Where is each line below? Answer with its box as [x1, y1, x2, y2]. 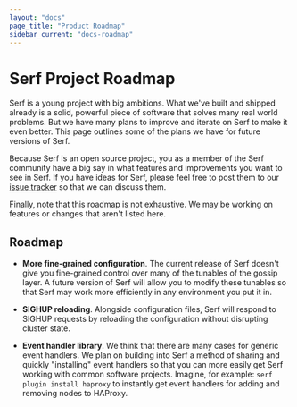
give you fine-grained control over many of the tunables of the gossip [21, 267, 278, 278]
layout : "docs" [9, 13, 66, 22]
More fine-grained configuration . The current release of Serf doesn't [21, 259, 279, 269]
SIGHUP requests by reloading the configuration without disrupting [21, 314, 268, 325]
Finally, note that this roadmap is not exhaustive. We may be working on [9, 199, 274, 210]
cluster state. [21, 323, 71, 334]
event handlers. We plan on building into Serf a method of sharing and [21, 350, 281, 360]
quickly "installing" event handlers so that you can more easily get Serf [21, 360, 284, 370]
